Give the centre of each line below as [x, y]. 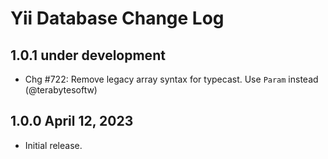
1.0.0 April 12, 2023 [72, 121]
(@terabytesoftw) [61, 90]
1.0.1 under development [88, 55]
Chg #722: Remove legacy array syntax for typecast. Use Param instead [171, 79]
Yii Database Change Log [117, 18]
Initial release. [53, 145]
